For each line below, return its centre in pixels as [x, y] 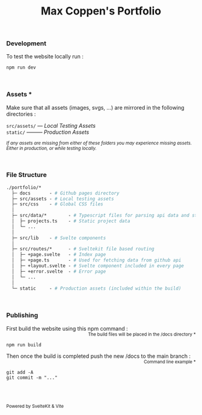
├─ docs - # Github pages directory [66, 193]
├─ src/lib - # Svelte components [59, 238]
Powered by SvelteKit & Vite [35, 406]
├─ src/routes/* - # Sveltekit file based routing [83, 249]
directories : [21, 114]
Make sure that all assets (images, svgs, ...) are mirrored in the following [95, 107]
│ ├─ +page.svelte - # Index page [59, 255]
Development [26, 43]
